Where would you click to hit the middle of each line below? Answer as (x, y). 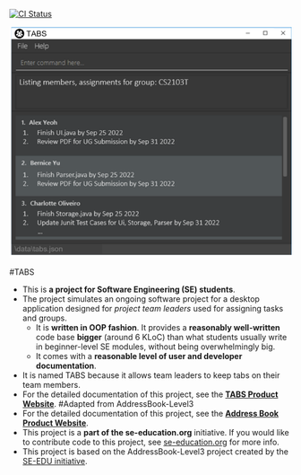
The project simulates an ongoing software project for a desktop (141, 299)
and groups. (44, 318)
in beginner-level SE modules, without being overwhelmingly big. (155, 347)
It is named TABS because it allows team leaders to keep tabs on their (151, 375)
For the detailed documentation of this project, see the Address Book (150, 413)
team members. (51, 384)
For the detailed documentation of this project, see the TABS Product (150, 394)
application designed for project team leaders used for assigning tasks (153, 308)
